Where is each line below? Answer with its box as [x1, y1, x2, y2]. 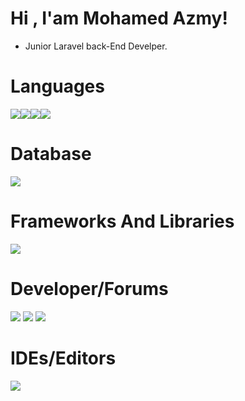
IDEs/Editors [10, 347, 117, 369]
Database [10, 143, 92, 166]
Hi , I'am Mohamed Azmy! [10, 7, 228, 30]
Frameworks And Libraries [10, 210, 235, 232]
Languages [10, 75, 105, 98]
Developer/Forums [10, 277, 169, 300]
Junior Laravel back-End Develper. [24, 40, 168, 52]
